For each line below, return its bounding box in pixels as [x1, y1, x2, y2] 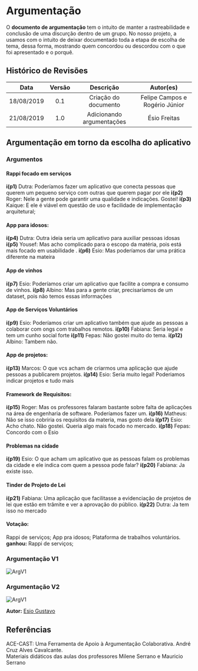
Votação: [6, 521, 29, 528]
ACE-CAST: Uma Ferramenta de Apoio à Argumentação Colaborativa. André [6, 640, 191, 647]
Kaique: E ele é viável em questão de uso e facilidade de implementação [6, 202, 182, 209]
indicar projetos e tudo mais [6, 377, 74, 384]
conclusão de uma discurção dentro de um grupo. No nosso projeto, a [6, 29, 177, 37]
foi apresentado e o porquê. [6, 48, 74, 55]
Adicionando [87, 110, 123, 119]
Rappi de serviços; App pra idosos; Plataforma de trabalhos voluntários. [6, 534, 181, 541]
